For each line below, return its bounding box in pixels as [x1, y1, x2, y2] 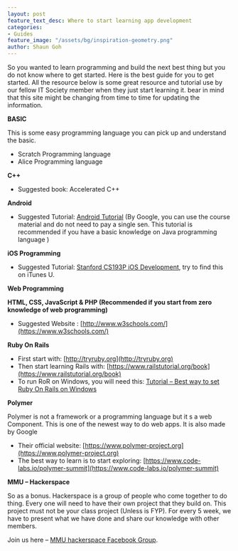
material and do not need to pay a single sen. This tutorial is [17, 220, 193, 229]
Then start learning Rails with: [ [17, 362, 109, 370]
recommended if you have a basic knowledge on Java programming [17, 228, 217, 236]
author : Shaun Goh [7, 43, 62, 51]
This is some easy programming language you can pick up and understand [7, 129, 227, 137]
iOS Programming [7, 249, 61, 257]
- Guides [7, 30, 33, 38]
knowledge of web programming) [7, 305, 108, 314]
